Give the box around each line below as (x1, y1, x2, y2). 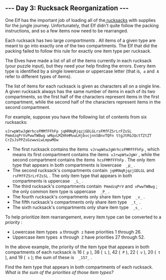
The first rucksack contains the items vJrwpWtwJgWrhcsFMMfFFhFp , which (12, 146, 160, 152)
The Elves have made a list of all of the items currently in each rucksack (5, 57, 152, 64)
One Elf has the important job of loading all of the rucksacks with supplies (5, 17, 156, 23)
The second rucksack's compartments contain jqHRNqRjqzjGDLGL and (12, 167, 155, 173)
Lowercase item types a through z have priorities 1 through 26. (12, 229, 142, 235)
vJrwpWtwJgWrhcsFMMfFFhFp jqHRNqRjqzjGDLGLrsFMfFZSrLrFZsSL (5, 129, 132, 134)
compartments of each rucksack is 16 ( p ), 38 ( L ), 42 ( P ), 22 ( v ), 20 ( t (5, 249, 161, 255)
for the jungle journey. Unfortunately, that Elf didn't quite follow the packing (5, 22, 159, 28)
